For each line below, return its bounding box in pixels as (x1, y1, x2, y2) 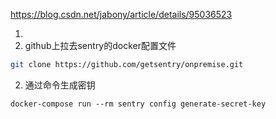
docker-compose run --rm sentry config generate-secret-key (10, 99, 267, 109)
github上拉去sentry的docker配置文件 (24, 40, 177, 51)
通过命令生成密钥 (24, 79, 96, 91)
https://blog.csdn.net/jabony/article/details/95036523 (10, 9, 233, 20)
